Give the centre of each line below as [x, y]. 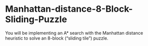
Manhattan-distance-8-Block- [69, 9]
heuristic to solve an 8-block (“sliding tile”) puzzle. [57, 38]
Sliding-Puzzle [36, 19]
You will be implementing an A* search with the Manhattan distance [74, 33]
